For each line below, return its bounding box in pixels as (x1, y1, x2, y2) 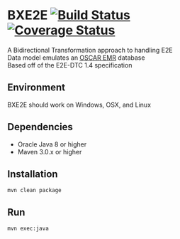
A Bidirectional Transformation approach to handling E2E (7, 46, 173, 54)
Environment (7, 82, 66, 94)
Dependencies (7, 121, 73, 133)
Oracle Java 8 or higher (17, 139, 87, 149)
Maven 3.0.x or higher (17, 147, 82, 156)
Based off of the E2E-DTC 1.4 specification (7, 60, 133, 69)
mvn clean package (7, 187, 62, 194)
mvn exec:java (7, 225, 50, 233)
